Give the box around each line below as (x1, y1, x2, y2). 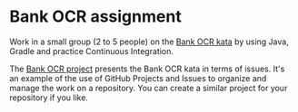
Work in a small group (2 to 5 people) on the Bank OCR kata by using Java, (9, 36, 289, 47)
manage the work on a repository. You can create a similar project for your (9, 82, 288, 93)
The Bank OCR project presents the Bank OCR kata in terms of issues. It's (9, 63, 285, 74)
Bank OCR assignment (9, 6, 182, 27)
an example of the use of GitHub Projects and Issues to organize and (9, 72, 267, 83)
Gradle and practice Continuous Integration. (9, 45, 174, 56)
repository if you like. (9, 92, 89, 103)
